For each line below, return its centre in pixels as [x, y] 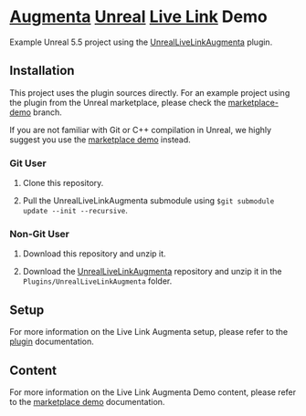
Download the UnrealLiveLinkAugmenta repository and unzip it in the [152, 272]
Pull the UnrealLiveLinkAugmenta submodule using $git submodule [148, 201]
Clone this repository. [63, 183]
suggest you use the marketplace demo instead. [100, 140]
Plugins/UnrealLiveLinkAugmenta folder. [97, 281]
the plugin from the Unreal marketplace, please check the [118, 102]
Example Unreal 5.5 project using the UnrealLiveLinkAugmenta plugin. [141, 42]
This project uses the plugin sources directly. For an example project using [150, 92]
